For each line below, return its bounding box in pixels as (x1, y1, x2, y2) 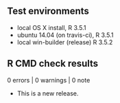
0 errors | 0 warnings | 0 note (7, 76, 91, 84)
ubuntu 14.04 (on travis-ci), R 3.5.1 (16, 31, 114, 39)
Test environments (7, 5, 89, 17)
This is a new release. (16, 89, 79, 98)
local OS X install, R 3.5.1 (16, 23, 86, 31)
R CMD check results (7, 58, 99, 70)
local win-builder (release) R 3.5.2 (16, 38, 113, 46)
